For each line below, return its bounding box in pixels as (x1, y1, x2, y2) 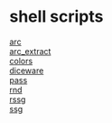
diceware (9, 65, 44, 76)
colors (9, 55, 33, 66)
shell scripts (9, 6, 104, 27)
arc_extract (9, 45, 51, 56)
